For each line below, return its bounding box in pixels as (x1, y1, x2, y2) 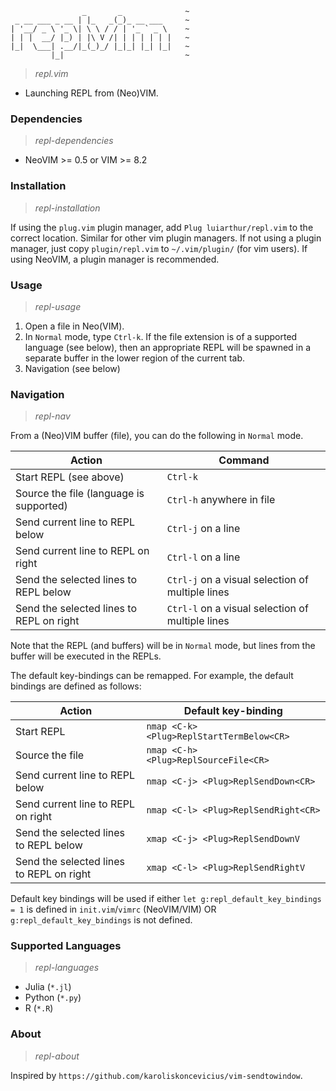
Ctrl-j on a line (166, 522, 241, 536)
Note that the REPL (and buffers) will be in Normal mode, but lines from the (10, 640, 316, 652)
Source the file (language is (15, 487, 145, 501)
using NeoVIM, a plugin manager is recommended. (10, 253, 220, 265)
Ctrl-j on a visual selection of (166, 573, 309, 587)
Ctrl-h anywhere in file (166, 493, 276, 507)
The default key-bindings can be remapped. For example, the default (10, 670, 294, 682)
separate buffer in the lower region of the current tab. (24, 352, 246, 364)
